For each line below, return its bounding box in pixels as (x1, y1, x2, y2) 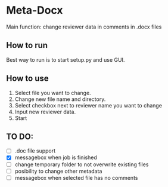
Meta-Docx (6, 4, 64, 17)
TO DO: (6, 131, 34, 141)
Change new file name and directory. (14, 96, 106, 103)
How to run (6, 40, 48, 50)
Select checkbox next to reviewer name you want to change (14, 102, 163, 109)
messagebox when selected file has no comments (14, 174, 138, 181)
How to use (6, 74, 49, 84)
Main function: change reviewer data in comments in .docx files (6, 23, 162, 30)
